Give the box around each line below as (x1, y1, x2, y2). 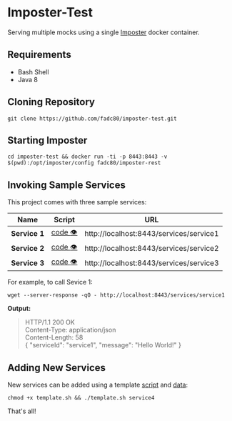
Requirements (7, 49, 71, 61)
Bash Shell (17, 67, 49, 76)
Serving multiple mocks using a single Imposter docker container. (7, 28, 200, 36)
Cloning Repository (7, 96, 95, 108)
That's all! (7, 407, 36, 415)
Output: (7, 304, 31, 313)
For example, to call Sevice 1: (7, 278, 93, 287)
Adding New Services (7, 362, 106, 374)
